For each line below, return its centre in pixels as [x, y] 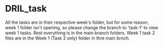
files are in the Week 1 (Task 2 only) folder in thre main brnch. [67, 38]
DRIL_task [26, 9]
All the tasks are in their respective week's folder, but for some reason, [77, 22]
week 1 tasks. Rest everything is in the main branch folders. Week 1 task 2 [80, 33]
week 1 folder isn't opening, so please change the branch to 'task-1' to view [82, 27]
